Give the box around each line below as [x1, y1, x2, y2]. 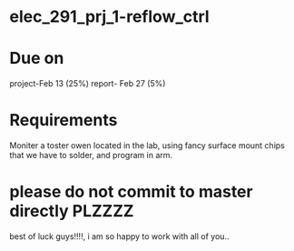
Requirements [9, 110, 118, 131]
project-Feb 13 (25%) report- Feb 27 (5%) [9, 78, 166, 89]
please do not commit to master [9, 182, 253, 202]
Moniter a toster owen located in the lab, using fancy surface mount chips [9, 140, 286, 151]
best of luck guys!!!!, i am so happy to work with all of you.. [9, 231, 230, 242]
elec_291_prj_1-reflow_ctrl [9, 6, 211, 27]
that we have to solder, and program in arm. [9, 150, 173, 161]
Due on [9, 48, 64, 69]
